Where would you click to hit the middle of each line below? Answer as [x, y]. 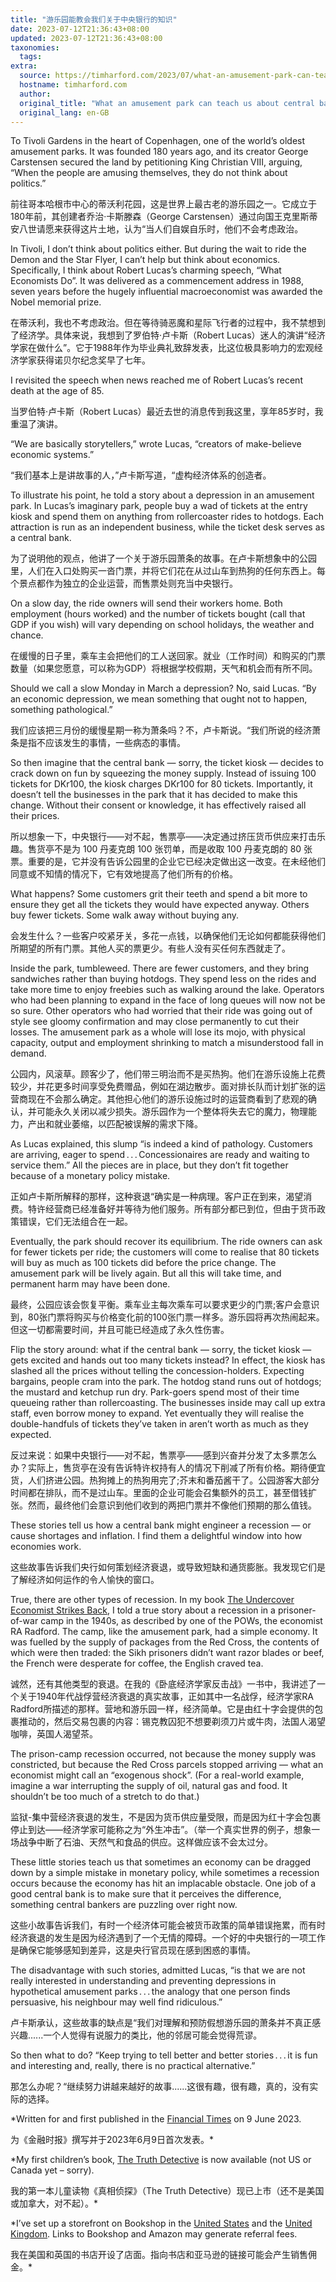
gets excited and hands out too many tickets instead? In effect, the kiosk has [168, 1360]
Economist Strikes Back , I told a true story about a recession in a [143, 1610]
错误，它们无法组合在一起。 [75, 1222]
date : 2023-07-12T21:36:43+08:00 [80, 29]
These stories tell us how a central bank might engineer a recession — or [161, 1525]
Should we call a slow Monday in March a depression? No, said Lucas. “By [163, 688]
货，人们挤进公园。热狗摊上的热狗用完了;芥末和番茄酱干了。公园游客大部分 [165, 1480]
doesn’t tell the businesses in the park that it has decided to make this [154, 795]
